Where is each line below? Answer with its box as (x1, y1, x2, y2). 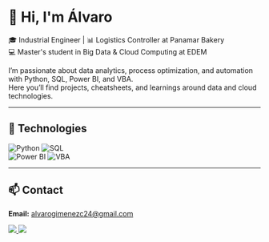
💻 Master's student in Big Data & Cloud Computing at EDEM (8, 46, 207, 56)
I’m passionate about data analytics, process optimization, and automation (8, 65, 254, 75)
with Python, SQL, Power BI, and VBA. (8, 74, 134, 83)
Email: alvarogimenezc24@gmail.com (8, 208, 134, 218)
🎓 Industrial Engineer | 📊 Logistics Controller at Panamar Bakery (8, 34, 225, 44)
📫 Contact (8, 184, 64, 197)
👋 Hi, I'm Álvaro (8, 8, 113, 26)
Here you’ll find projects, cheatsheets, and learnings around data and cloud (8, 83, 257, 92)
